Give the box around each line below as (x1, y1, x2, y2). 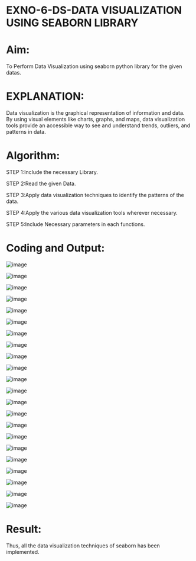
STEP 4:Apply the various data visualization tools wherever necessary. (6, 209, 178, 216)
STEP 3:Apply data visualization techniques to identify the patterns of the (6, 192, 184, 198)
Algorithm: (6, 149, 60, 163)
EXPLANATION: (6, 90, 84, 104)
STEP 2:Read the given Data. (6, 180, 76, 187)
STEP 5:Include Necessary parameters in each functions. (6, 221, 145, 228)
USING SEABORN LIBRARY (6, 16, 139, 30)
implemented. (6, 548, 40, 555)
